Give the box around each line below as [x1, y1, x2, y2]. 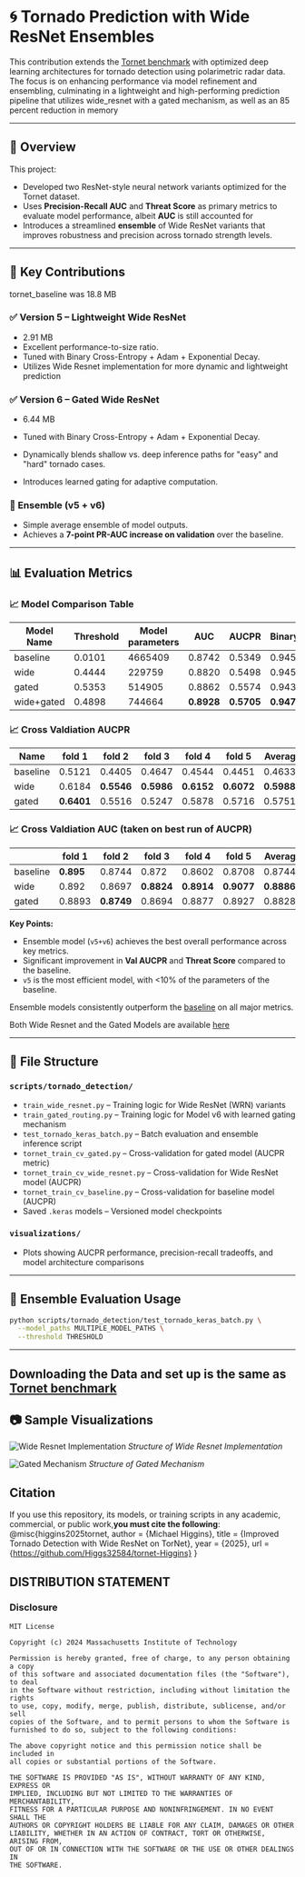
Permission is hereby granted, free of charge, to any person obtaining [9, 1653, 290, 1662]
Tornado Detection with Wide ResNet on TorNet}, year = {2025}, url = [9, 1538, 270, 1549]
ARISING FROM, [9, 1836, 64, 1846]
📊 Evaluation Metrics [9, 565, 133, 581]
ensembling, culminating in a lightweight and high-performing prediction [9, 85, 280, 96]
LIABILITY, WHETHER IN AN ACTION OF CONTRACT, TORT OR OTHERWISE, [9, 1829, 266, 1838]
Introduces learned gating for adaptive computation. [22, 476, 218, 487]
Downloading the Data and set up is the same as [9, 1366, 287, 1382]
